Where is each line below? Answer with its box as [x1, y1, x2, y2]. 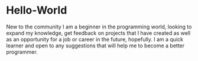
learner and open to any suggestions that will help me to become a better [6, 42, 185, 49]
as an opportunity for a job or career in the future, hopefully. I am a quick [6, 36, 183, 43]
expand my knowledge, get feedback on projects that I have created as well [6, 29, 191, 36]
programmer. [6, 48, 38, 55]
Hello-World [6, 4, 67, 17]
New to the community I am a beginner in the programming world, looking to [6, 23, 192, 30]
